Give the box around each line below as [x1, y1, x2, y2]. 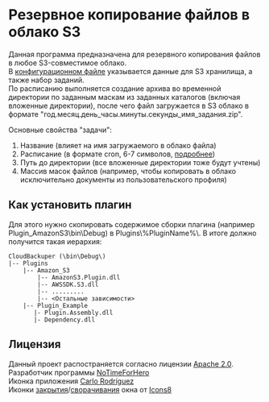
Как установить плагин [8, 198, 132, 212]
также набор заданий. [8, 75, 85, 85]
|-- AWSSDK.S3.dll [37, 280, 99, 288]
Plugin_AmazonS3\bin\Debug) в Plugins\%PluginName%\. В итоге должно [8, 228, 257, 238]
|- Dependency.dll [33, 316, 95, 324]
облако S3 [8, 23, 81, 41]
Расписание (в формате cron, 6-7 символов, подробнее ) [19, 149, 216, 159]
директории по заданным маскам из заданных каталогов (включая [8, 92, 241, 102]
